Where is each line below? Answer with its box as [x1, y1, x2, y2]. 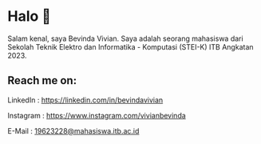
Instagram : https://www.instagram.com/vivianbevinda [7, 110, 187, 120]
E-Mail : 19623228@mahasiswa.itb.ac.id [7, 126, 140, 135]
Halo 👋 [7, 7, 51, 26]
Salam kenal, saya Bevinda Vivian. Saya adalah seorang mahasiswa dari [7, 34, 244, 43]
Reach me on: [7, 74, 77, 87]
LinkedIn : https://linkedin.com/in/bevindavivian [7, 95, 164, 105]
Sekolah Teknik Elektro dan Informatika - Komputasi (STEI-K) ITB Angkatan [7, 42, 254, 51]
